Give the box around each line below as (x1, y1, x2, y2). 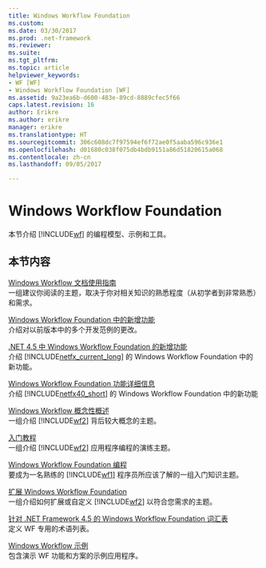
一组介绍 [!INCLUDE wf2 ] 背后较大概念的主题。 (8, 415, 161, 425)
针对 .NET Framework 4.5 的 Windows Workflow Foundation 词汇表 (8, 514, 228, 523)
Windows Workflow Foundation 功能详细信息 (8, 378, 156, 388)
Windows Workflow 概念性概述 (8, 406, 109, 415)
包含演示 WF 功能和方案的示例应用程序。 (8, 550, 142, 560)
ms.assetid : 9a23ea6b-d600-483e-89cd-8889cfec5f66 (8, 94, 181, 102)
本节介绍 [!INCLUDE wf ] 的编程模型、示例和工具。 (8, 230, 171, 239)
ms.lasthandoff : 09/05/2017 (8, 161, 102, 169)
